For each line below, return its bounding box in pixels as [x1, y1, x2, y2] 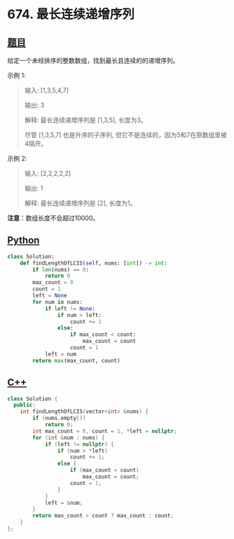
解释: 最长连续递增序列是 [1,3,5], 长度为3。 [24, 116, 147, 124]
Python [7, 234, 40, 246]
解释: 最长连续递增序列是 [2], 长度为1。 [24, 199, 137, 207]
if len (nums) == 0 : [32, 266, 90, 273]
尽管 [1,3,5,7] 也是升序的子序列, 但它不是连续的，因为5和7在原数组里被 [24, 131, 228, 139]
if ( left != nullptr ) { [44, 440, 114, 448]
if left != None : [44, 305, 96, 312]
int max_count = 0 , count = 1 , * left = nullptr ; [32, 428, 177, 435]
